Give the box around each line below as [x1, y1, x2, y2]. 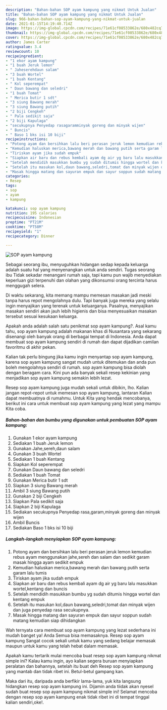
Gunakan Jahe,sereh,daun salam [12, 445, 80, 451]
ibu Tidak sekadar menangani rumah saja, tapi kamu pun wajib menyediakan [5, 272, 162, 278]
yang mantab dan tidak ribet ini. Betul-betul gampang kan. [5, 668, 124, 674]
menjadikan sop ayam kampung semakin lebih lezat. [5, 375, 112, 381]
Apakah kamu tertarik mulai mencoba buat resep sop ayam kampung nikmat [5, 652, 162, 658]
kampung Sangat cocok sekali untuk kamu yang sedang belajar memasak [5, 637, 156, 643]
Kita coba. [5, 406, 27, 411]
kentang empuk [12, 596, 45, 602]
